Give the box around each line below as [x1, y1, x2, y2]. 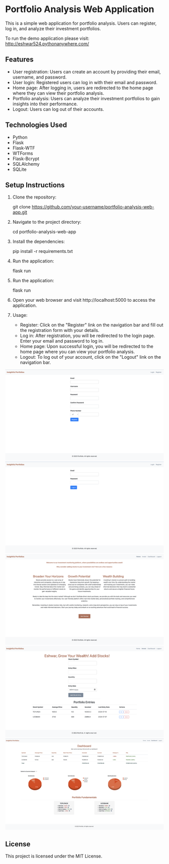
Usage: [12, 312, 28, 318]
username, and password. [12, 74, 67, 80]
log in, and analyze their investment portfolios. [5, 25, 102, 31]
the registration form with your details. [20, 327, 100, 334]
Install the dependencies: [12, 238, 65, 245]
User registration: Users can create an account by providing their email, [12, 69, 161, 75]
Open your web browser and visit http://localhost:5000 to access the [12, 297, 156, 303]
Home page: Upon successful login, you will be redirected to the [20, 344, 153, 350]
